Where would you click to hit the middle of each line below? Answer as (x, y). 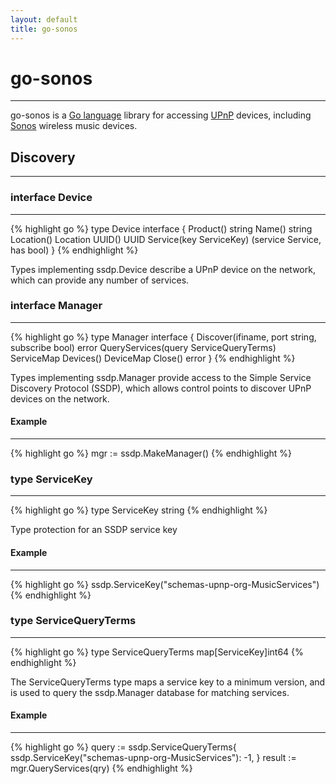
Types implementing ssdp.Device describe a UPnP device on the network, (163, 269)
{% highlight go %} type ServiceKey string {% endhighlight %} (139, 510)
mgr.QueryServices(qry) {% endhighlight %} (101, 768)
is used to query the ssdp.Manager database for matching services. (150, 692)
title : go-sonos (44, 29)
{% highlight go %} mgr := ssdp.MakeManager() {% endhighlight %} (151, 453)
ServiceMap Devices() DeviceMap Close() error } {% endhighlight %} (153, 358)
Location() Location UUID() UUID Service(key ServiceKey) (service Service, (166, 239)
